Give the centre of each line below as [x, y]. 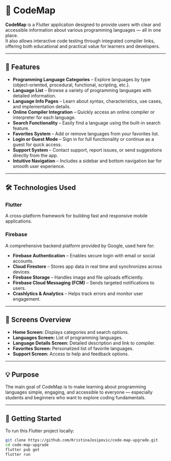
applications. [19, 221]
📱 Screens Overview [38, 320]
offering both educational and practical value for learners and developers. [83, 46]
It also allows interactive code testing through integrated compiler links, [80, 41]
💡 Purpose [22, 374]
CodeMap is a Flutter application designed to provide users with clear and [83, 25]
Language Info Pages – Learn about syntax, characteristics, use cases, [87, 101]
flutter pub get [22, 450]
